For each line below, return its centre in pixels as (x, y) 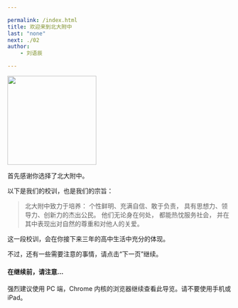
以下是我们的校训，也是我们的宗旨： (60, 191)
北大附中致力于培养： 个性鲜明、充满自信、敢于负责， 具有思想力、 (123, 206)
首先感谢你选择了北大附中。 (48, 176)
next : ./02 (23, 40)
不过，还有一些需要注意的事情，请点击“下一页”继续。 (85, 254)
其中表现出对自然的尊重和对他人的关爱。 (84, 224)
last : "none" (27, 33)
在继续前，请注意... (36, 272)
